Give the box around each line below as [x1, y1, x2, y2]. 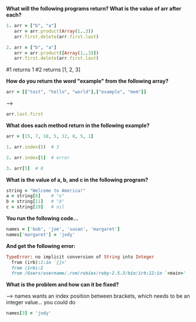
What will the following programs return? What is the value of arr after [6, 5, 182, 12]
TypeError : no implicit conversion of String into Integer [6, 254, 155, 260]
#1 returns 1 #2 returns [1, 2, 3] [6, 66, 81, 73]
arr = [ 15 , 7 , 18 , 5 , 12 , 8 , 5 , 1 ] [6, 133, 94, 139]
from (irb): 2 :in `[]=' [11, 259, 67, 265]
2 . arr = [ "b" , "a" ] [6, 44, 57, 50]
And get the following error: [6, 242, 76, 249]
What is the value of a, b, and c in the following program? [6, 176, 149, 183]
